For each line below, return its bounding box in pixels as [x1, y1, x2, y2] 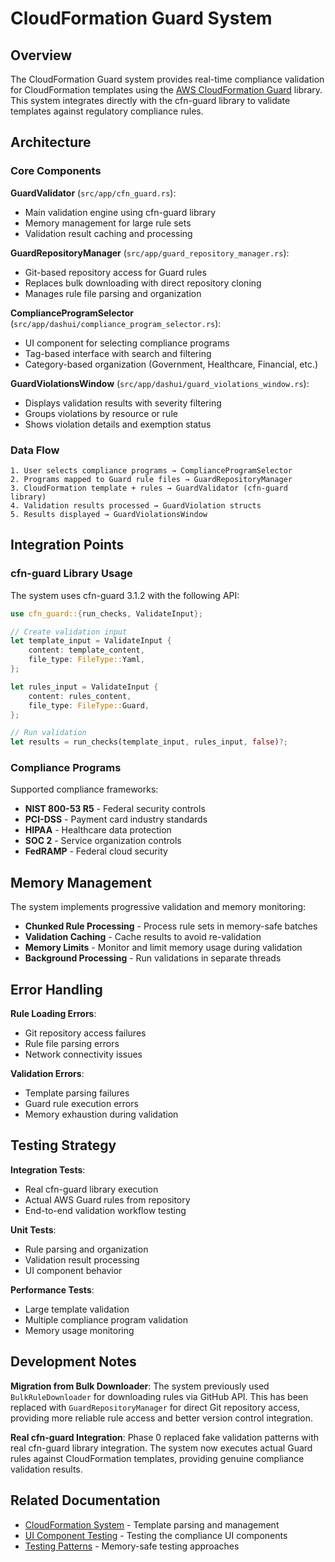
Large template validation [24, 1303, 130, 1315]
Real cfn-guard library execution [24, 1183, 159, 1195]
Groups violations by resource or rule [24, 407, 178, 419]
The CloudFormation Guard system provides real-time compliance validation [10, 73, 325, 85]
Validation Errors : [10, 1068, 85, 1080]
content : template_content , [28, 645, 145, 656]
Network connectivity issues [24, 1048, 143, 1061]
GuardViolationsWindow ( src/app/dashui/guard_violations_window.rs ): [10, 377, 310, 389]
